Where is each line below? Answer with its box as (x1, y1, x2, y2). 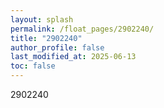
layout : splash (10, 14, 74, 25)
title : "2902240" (10, 33, 83, 43)
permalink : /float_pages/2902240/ (10, 24, 155, 34)
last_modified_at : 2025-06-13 (10, 52, 137, 62)
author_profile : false (10, 42, 105, 53)
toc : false (10, 61, 56, 71)
